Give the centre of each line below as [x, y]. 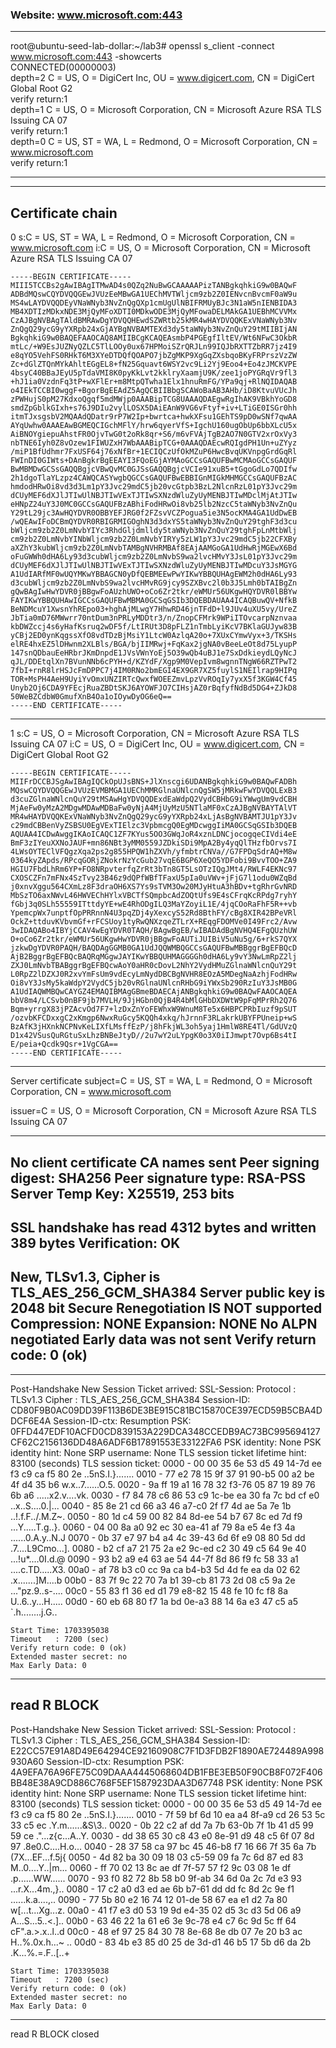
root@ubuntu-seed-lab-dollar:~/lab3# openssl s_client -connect [142, 46]
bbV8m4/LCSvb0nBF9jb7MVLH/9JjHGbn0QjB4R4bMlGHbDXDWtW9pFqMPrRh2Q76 [154, 1001]
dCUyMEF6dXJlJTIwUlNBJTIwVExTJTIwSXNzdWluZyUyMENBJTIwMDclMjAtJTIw [154, 496]
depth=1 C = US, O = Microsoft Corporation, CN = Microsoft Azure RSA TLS [166, 110]
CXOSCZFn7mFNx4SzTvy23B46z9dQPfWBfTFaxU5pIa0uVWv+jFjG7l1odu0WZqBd [154, 878]
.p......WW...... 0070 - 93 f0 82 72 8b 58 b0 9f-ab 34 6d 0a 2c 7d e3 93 [156, 1878]
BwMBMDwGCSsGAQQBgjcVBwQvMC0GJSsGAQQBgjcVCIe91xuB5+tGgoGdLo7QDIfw [154, 469]
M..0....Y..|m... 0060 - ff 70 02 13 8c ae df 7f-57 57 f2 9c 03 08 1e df [151, 1867]
